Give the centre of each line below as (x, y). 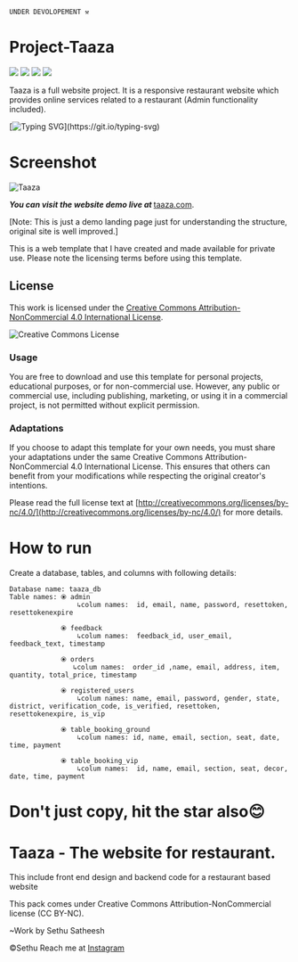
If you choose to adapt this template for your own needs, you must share (142, 448)
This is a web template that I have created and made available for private (142, 248)
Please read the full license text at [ (74, 503)
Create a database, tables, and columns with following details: (123, 573)
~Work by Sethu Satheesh (57, 931)
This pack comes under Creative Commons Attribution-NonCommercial (140, 904)
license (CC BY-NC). (47, 914)
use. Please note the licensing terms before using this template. (126, 258)
